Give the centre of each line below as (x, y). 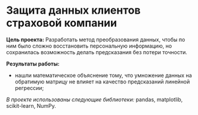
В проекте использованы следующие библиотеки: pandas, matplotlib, (95, 100)
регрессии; (29, 88)
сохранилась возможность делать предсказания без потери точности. (97, 52)
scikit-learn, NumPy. (31, 105)
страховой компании (62, 23)
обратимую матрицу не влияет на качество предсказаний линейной (102, 82)
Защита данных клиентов (74, 10)
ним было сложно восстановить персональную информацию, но (89, 46)
